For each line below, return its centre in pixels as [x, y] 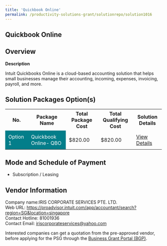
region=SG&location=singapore [37, 213]
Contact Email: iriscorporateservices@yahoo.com [56, 224]
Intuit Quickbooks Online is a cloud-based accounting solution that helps [80, 73]
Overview [21, 52]
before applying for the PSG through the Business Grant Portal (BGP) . [76, 239]
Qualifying [115, 120]
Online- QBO [46, 143]
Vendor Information [36, 190]
